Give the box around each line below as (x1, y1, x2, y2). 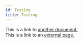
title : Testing (5, 12, 38, 17)
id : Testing (5, 7, 31, 13)
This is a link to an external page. (5, 32, 75, 38)
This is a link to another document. (5, 26, 78, 32)
